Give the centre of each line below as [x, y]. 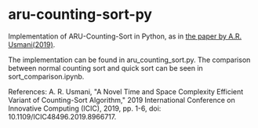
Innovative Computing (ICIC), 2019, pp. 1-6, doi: [85, 108]
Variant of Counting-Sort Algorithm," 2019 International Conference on [122, 100]
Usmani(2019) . [32, 44]
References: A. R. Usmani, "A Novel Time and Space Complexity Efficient [126, 91]
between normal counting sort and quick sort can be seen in [106, 68]
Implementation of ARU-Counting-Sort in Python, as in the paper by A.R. [125, 36]
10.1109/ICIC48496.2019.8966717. [62, 116]
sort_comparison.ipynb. [46, 76]
